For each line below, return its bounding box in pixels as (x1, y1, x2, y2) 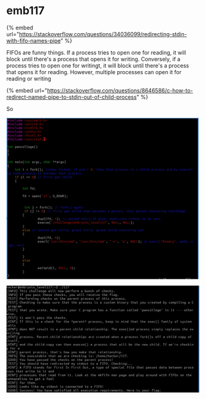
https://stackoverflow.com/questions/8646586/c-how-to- (47, 86, 193, 94)
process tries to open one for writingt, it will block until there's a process (6, 62, 189, 69)
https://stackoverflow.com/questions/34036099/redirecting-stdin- (18, 30, 187, 37)
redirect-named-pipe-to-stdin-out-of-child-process (6, 93, 137, 101)
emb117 (6, 4, 45, 18)
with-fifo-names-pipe (6, 37, 61, 44)
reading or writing (6, 75, 51, 82)
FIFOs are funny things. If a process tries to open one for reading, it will (6, 48, 186, 56)
